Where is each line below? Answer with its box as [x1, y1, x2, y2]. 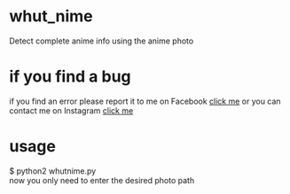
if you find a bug [9, 66, 131, 87]
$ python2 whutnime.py [9, 166, 97, 176]
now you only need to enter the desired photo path [9, 175, 195, 185]
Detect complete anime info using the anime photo [9, 35, 194, 46]
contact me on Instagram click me [9, 105, 134, 116]
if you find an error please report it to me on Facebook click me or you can [9, 96, 281, 106]
